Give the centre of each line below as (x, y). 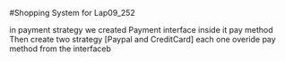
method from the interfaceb (60, 49)
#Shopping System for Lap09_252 (73, 13)
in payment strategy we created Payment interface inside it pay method (141, 30)
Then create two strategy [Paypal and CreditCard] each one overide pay (142, 39)
